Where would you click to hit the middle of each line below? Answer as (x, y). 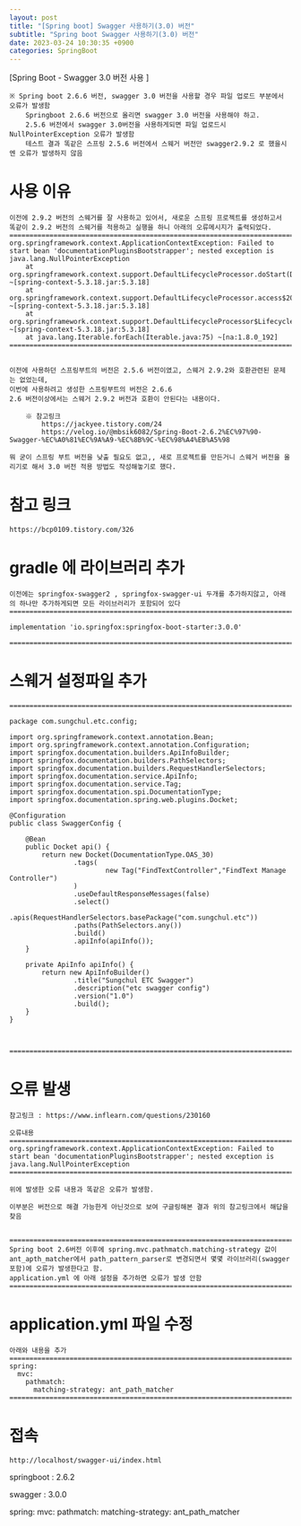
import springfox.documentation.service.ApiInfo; (104, 776)
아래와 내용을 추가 (38, 1350)
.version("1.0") (103, 996)
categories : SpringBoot (54, 51)
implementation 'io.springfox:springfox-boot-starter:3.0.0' (126, 627)
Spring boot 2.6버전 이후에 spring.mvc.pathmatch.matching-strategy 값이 (143, 1249)
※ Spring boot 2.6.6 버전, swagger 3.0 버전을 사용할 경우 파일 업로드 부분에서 (146, 96)
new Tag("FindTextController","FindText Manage (196, 870)
